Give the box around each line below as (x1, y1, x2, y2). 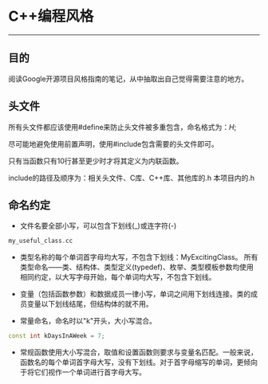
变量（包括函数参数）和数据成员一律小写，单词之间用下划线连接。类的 (19, 289, 251, 299)
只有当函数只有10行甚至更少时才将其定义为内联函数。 (8, 156, 183, 166)
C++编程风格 (8, 7, 94, 25)
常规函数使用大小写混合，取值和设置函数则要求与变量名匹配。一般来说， (19, 347, 258, 357)
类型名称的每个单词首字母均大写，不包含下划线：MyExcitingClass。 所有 (19, 253, 258, 262)
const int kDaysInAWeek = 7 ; (8, 332, 105, 340)
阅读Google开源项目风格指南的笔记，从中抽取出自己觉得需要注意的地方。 (8, 73, 249, 84)
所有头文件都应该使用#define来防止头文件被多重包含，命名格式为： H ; (8, 122, 237, 131)
